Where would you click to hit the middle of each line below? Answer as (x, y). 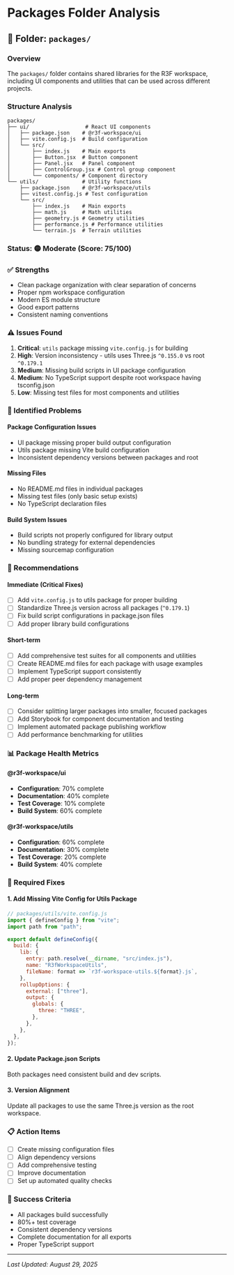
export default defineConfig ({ (53, 939)
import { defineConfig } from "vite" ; (63, 920)
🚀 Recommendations (43, 568)
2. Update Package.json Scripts (54, 1059)
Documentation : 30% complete (63, 849)
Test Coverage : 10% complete (61, 803)
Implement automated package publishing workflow (92, 727)
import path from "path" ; (45, 926)
